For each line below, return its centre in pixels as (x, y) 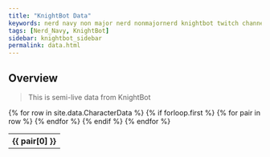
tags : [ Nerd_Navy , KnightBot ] (59, 30)
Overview (33, 78)
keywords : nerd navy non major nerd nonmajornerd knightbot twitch (124, 23)
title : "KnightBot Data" (50, 16)
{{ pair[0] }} (34, 141)
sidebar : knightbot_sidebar (55, 38)
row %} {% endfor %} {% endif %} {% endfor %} (90, 121)
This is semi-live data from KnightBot (89, 97)
